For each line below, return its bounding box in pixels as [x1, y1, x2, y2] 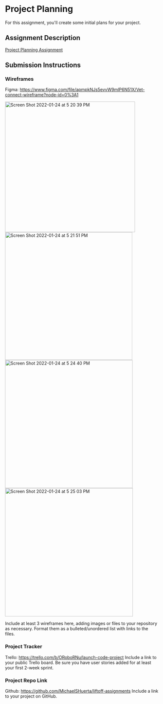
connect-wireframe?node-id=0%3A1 [5, 92, 79, 98]
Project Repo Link [5, 677, 48, 683]
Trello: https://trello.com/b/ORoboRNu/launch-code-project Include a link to [5, 654, 157, 660]
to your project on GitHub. [5, 693, 57, 699]
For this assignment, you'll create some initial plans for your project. [5, 20, 141, 25]
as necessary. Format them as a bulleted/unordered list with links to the [5, 626, 148, 632]
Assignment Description [5, 34, 81, 42]
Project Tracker [5, 643, 42, 650]
